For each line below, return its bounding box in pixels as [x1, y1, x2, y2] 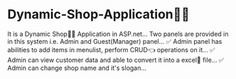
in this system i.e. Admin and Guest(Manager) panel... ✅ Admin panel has [7, 37, 222, 45]
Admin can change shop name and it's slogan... [7, 63, 147, 72]
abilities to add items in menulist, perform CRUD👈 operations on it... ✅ [7, 45, 215, 54]
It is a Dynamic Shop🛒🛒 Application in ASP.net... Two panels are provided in [7, 30, 229, 38]
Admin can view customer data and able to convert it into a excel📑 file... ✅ [7, 56, 225, 64]
